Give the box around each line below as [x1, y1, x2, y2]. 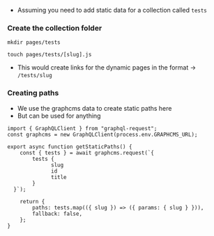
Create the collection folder [7, 23, 102, 33]
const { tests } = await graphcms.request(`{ [20, 149, 155, 156]
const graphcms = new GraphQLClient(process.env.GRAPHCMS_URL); [7, 131, 198, 138]
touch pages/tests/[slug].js [7, 52, 92, 58]
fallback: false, [32, 210, 82, 217]
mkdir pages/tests [7, 39, 61, 46]
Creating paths [7, 88, 59, 98]
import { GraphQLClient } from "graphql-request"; [7, 125, 158, 132]
